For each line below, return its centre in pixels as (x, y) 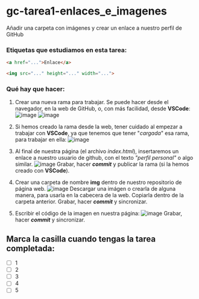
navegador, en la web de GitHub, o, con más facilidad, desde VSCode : (103, 109)
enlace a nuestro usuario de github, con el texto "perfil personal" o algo (104, 158)
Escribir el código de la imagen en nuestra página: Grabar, (99, 214)
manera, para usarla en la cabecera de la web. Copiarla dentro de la (99, 195)
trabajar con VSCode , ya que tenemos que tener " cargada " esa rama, (102, 133)
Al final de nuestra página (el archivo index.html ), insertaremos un (97, 151)
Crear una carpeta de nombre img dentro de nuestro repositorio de (98, 182)
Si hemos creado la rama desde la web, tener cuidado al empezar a (99, 127)
